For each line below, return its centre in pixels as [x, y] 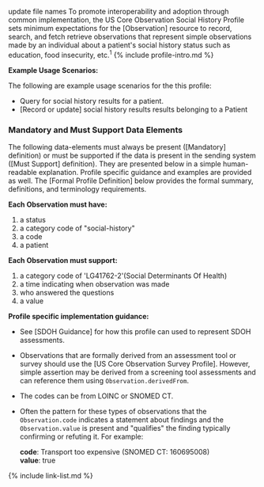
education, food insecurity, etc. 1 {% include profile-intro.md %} [111, 54]
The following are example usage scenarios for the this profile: [110, 86]
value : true [38, 460]
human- [236, 164]
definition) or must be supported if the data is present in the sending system [132, 155]
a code [31, 236]
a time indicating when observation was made [94, 283]
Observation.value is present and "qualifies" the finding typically [125, 428]
